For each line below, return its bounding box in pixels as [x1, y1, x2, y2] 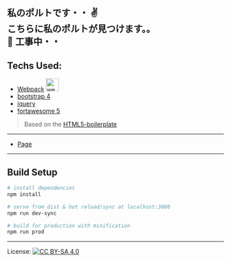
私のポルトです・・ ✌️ [7, 7, 98, 19]
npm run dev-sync [7, 210, 57, 217]
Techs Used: [7, 60, 62, 72]
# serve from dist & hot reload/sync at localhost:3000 [7, 203, 170, 210]
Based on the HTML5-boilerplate [23, 120, 118, 129]
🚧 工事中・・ [7, 36, 60, 47]
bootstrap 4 [16, 92, 51, 100]
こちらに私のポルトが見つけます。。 [7, 23, 156, 35]
